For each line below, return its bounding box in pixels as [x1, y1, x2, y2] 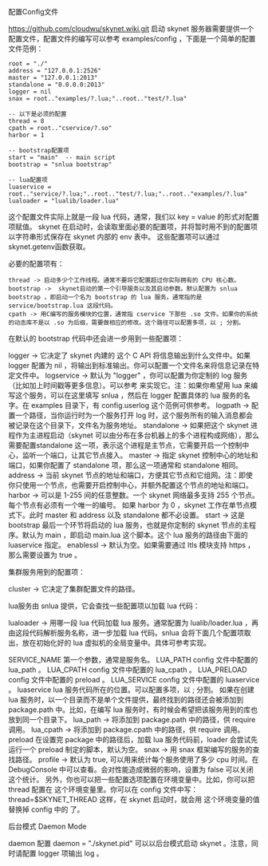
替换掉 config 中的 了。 [8, 805, 85, 814]
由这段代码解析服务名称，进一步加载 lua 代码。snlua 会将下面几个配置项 [8, 628, 245, 637]
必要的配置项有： [8, 259, 65, 268]
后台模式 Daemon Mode [8, 821, 87, 831]
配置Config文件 [8, 7, 59, 16]
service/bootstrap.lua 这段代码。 [8, 302, 117, 310]
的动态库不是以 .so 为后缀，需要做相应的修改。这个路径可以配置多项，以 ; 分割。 [8, 318, 245, 326]
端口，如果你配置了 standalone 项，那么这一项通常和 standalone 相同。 [8, 461, 243, 469]
